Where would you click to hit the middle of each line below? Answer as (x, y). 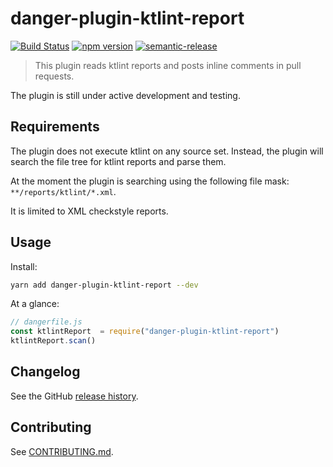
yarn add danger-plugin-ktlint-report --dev (104, 285)
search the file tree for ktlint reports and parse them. (118, 161)
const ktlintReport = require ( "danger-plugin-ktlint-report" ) (145, 332)
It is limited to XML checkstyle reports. (89, 211)
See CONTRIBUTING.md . (62, 451)
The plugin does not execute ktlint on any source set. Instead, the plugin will (167, 151)
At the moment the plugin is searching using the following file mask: (150, 181)
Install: (24, 266)
